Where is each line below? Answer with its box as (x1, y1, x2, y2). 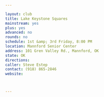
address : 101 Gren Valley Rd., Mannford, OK (5, 48, 99, 53)
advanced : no (5, 30, 32, 35)
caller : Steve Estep (5, 62, 48, 67)
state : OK (5, 53, 26, 58)
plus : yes (5, 25, 26, 30)
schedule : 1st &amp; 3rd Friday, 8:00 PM (5, 39, 93, 45)
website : (5, 71, 23, 77)
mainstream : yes (5, 21, 39, 26)
